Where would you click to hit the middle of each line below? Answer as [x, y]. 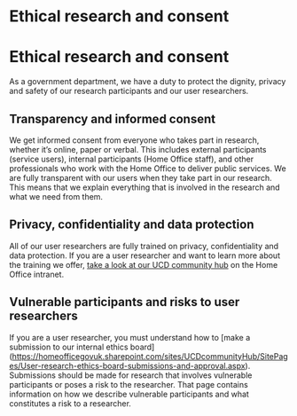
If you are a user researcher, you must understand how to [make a [130, 337]
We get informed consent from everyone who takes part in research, [134, 140]
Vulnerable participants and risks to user [125, 302]
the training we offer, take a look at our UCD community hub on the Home [144, 264]
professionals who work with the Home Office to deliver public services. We [148, 168]
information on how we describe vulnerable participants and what [129, 394]
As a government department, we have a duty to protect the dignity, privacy [148, 82]
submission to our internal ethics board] [82, 347]
